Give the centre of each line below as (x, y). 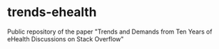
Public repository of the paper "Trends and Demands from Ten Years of (110, 31)
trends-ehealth (52, 12)
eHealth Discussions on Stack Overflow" (66, 38)
